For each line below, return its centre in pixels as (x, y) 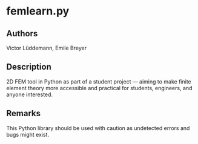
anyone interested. (30, 94)
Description (29, 67)
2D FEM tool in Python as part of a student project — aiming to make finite (99, 81)
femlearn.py (38, 11)
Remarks (24, 113)
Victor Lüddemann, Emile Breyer (46, 48)
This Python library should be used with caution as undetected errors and (98, 128)
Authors (22, 34)
